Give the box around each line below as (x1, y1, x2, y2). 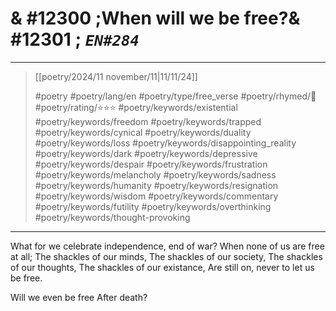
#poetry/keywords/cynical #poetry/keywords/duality (34, 126, 252, 138)
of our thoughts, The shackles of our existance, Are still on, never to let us (10, 261, 315, 273)
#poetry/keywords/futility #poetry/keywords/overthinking (34, 200, 272, 212)
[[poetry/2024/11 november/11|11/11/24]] (34, 70, 198, 82)
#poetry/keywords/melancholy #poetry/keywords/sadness (34, 168, 277, 181)
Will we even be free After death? (10, 291, 148, 303)
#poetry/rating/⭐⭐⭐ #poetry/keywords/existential (34, 101, 238, 113)
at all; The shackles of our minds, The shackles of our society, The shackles (10, 250, 323, 262)
